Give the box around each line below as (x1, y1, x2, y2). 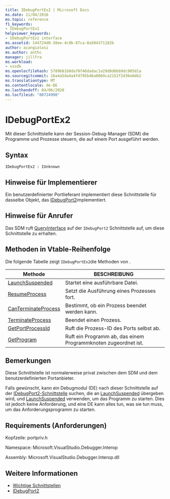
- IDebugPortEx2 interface (5, 36, 62, 41)
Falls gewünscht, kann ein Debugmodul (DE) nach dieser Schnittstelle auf (5, 385, 158, 391)
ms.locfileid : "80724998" (5, 92, 60, 97)
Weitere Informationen (5, 469, 78, 478)
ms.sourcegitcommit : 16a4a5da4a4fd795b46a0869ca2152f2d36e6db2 (5, 73, 142, 79)
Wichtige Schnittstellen (12, 482, 61, 488)
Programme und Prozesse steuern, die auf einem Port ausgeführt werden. (5, 136, 159, 142)
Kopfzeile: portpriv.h (5, 435, 48, 441)
